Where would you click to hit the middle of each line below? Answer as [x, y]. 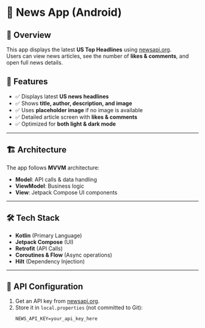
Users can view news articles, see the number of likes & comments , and [98, 56]
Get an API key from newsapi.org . [57, 301]
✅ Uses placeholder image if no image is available [79, 110]
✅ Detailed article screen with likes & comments [76, 117]
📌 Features [27, 82]
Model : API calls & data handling [56, 179]
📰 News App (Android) [64, 12]
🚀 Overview [29, 35]
